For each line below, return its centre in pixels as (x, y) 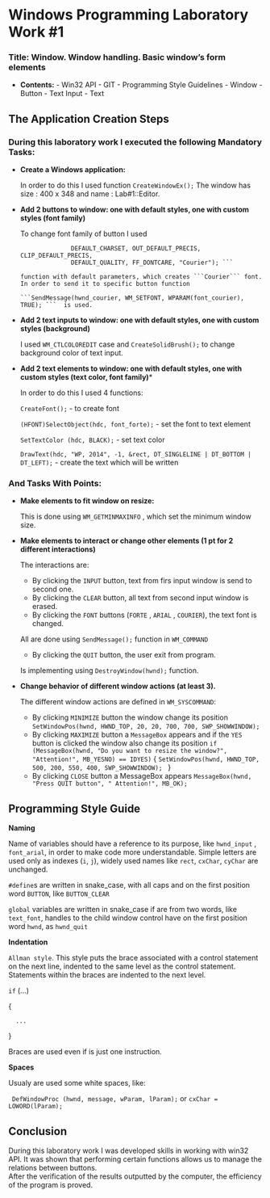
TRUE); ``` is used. (56, 305)
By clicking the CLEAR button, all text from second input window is (140, 598)
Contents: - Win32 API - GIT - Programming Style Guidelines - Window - (141, 85)
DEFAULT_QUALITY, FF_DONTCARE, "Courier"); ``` (152, 263)
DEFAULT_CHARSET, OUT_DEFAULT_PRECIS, (136, 249)
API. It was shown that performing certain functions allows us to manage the (135, 1159)
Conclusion (38, 1131)
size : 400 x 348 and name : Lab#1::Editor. (90, 194)
